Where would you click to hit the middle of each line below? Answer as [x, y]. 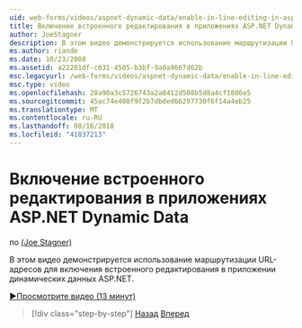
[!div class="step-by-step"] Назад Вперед [110, 313]
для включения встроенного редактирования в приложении [160, 269]
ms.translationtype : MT [54, 110]
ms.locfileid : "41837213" [58, 135]
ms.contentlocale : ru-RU [56, 118]
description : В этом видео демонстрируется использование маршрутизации [148, 43]
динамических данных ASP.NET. [72, 279]
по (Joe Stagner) [41, 242]
